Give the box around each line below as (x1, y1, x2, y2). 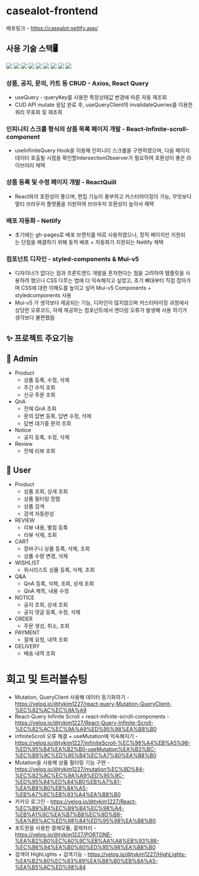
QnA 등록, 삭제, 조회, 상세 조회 (23, 580, 94, 587)
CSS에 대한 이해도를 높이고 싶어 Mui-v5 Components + (21, 284, 152, 292)
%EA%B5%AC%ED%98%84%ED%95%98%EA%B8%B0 (14, 817, 156, 824)
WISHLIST (14, 559, 40, 566)
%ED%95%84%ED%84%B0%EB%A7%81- (14, 779, 121, 786)
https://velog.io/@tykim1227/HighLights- (88, 851, 187, 858)
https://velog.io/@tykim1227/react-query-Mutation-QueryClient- (14, 700, 172, 708)
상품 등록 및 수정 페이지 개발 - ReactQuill (6, 178, 117, 187)
